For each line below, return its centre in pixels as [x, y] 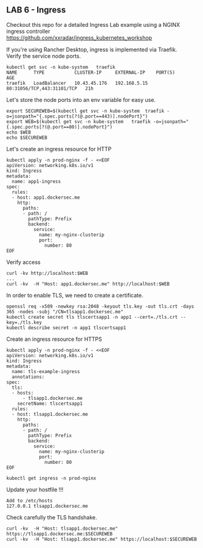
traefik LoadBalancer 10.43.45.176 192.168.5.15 [77, 83]
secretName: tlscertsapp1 [50, 404]
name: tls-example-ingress [46, 371]
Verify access [23, 262]
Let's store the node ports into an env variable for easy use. [81, 99]
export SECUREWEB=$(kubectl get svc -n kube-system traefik [85, 111]
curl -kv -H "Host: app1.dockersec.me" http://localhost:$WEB [88, 284]
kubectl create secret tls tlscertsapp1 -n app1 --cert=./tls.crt [92, 317]
